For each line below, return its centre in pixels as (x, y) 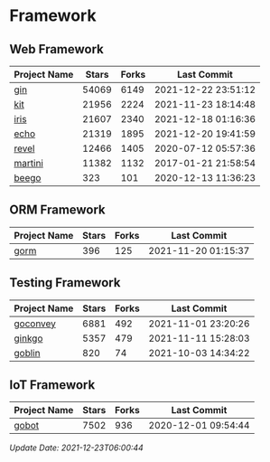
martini (28, 163)
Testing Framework (65, 283)
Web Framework (56, 49)
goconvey (35, 324)
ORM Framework (57, 210)
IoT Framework (52, 385)
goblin (27, 353)
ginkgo (28, 338)
